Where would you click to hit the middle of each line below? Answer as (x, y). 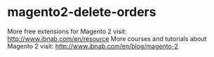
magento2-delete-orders (82, 12)
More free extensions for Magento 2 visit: (67, 31)
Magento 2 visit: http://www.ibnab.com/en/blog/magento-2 (93, 46)
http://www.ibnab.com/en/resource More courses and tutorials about (107, 38)
